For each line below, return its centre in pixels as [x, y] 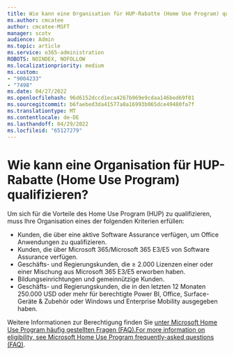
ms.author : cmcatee [36, 20]
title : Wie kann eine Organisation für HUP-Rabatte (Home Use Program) [113, 14]
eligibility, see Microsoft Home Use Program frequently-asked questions [111, 337]
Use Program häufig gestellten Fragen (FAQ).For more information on [106, 330]
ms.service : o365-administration [56, 53]
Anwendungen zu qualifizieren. [62, 242]
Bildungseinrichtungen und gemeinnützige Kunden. [91, 279]
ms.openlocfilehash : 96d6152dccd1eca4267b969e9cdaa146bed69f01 [101, 98]
